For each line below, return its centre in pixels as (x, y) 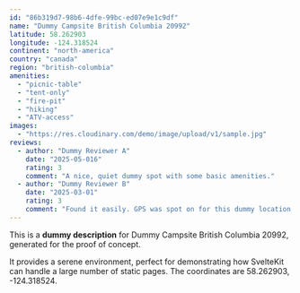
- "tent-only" (44, 92)
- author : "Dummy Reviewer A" (74, 151)
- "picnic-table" (50, 84)
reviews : (26, 142)
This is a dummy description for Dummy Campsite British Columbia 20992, (149, 235)
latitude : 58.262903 (48, 34)
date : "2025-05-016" (64, 159)
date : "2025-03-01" (62, 193)
